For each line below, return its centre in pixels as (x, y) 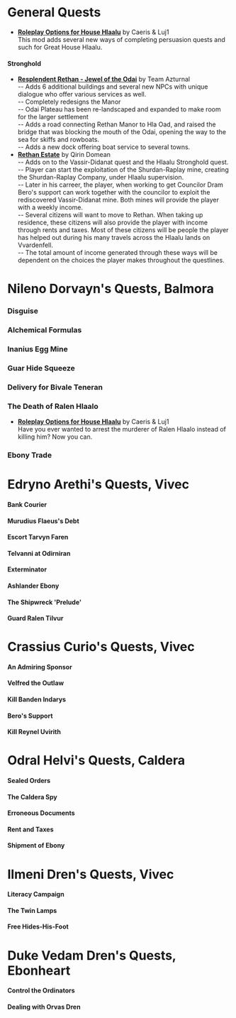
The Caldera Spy (33, 797)
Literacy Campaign (36, 894)
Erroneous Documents (41, 813)
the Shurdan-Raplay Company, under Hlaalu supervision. (101, 177)
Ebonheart (39, 970)
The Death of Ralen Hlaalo (53, 406)
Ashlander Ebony (33, 586)
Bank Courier (27, 504)
